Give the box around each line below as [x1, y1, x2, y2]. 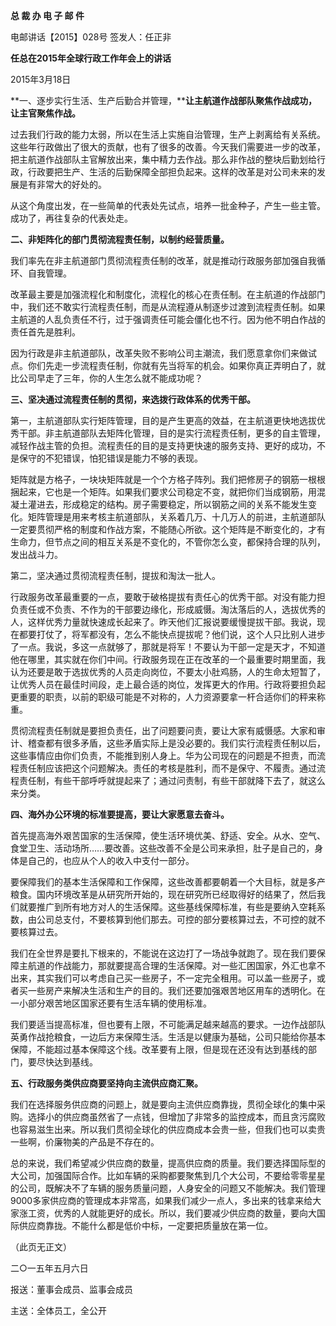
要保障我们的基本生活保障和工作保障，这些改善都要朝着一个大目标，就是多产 [10, 876, 326, 888]
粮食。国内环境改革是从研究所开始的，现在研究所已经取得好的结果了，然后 [10, 889, 317, 900]
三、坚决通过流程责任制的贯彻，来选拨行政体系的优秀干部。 [10, 394, 256, 405]
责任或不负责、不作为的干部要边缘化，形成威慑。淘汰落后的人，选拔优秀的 [18, 604, 326, 615]
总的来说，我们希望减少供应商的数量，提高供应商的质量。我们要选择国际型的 [10, 1157, 326, 1169]
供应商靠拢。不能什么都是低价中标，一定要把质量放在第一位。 [18, 1220, 273, 1231]
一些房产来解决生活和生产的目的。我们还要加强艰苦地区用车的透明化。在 [27, 985, 326, 996]
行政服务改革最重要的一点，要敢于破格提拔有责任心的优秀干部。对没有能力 [10, 591, 317, 603]
